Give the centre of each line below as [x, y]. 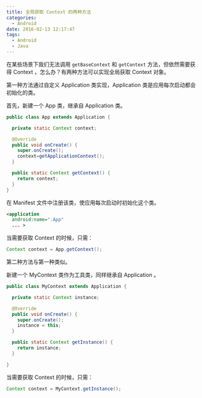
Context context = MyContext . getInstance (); [64, 389]
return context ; [38, 179]
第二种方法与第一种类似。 [38, 262]
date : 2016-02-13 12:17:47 [41, 29]
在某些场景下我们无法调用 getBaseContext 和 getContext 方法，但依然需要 [98, 64]
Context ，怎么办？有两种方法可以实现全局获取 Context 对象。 [91, 72]
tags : [13, 35]
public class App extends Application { [59, 117]
